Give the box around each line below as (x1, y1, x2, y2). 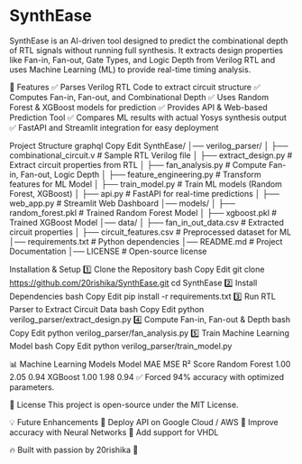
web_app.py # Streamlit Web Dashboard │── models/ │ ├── (9, 198, 236, 209)
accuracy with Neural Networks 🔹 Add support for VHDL (9, 426, 219, 438)
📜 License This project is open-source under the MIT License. (9, 399, 239, 410)
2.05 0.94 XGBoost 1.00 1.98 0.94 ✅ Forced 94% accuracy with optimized (9, 371, 285, 382)
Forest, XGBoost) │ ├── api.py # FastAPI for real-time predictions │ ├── (9, 188, 279, 199)
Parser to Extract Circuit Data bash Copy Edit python (9, 303, 205, 314)
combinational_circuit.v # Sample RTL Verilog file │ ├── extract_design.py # (9, 150, 293, 161)
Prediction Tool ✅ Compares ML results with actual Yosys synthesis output (9, 112, 287, 123)
